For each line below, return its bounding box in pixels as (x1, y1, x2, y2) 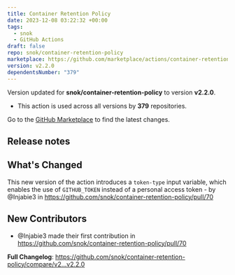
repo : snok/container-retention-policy (7, 50, 124, 57)
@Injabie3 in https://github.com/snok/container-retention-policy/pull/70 (7, 192, 213, 201)
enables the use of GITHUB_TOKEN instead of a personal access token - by (7, 185, 216, 193)
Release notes (7, 135, 71, 147)
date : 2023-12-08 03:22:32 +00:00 (7, 17, 108, 24)
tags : (7, 23, 23, 30)
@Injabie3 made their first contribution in (17, 232, 136, 240)
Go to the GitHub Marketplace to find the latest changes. (7, 115, 170, 123)
